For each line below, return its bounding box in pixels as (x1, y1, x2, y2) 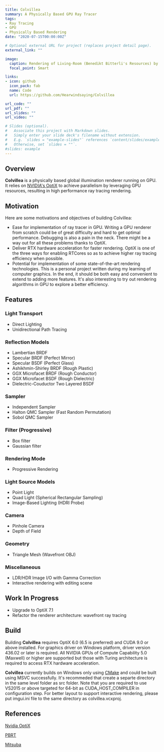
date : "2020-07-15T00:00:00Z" (5, 35, 67, 40)
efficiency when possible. (12, 256, 64, 261)
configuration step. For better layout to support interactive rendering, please (5, 690, 159, 696)
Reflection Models (5, 339, 50, 346)
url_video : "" (5, 115, 34, 120)
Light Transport (5, 310, 43, 317)
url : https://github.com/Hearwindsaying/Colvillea (9, 92, 115, 98)
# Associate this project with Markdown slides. (5, 128, 110, 133)
